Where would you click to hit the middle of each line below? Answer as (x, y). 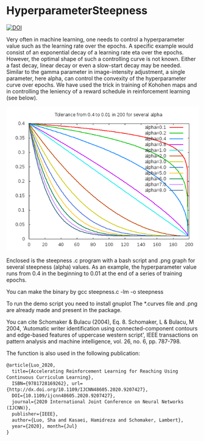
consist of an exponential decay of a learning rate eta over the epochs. (95, 52)
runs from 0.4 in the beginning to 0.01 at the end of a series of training (94, 273)
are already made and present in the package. (64, 310)
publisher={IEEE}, (35, 414)
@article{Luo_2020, (31, 365)
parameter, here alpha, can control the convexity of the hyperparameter (97, 78)
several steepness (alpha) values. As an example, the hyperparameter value (101, 267)
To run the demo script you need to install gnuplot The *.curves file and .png (102, 304)
